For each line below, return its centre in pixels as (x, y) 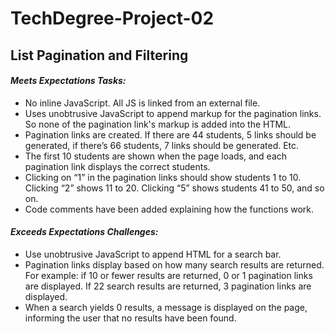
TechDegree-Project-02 (112, 18)
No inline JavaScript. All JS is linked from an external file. (142, 103)
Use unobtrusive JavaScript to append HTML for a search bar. (153, 254)
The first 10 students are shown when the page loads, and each (156, 156)
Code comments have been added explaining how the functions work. (169, 209)
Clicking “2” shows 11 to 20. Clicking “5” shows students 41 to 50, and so (174, 188)
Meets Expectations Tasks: (68, 81)
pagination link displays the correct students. (117, 166)
